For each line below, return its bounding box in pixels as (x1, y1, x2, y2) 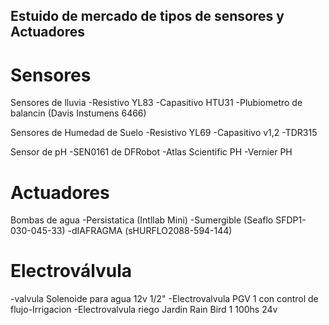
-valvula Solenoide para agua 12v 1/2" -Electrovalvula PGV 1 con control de (10, 293, 319, 305)
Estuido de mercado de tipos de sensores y (10, 8, 285, 25)
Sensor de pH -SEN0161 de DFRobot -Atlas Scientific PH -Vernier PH (10, 146, 293, 158)
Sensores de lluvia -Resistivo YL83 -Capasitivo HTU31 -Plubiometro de (10, 97, 303, 109)
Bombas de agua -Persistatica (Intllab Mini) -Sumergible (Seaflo (10, 214, 274, 226)
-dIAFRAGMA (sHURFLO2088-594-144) (67, 225, 233, 237)
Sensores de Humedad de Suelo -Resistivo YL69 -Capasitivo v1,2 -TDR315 (10, 127, 318, 139)
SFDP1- (275, 214, 307, 226)
